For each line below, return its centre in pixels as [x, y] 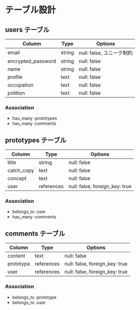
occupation [20, 85]
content [16, 256]
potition [16, 93]
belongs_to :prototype [34, 297]
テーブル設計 [30, 10]
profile [15, 77]
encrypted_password [32, 61]
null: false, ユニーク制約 [106, 53]
